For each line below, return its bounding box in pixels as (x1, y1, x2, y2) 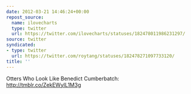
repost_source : (6, 14, 44, 20)
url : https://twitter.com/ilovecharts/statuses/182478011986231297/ (11, 31, 186, 37)
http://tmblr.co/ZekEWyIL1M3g (6, 81, 82, 88)
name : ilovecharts (11, 20, 58, 26)
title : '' (6, 58, 31, 64)
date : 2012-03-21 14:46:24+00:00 (6, 8, 90, 15)
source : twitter (6, 36, 47, 42)
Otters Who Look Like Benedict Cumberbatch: (6, 75, 119, 82)
